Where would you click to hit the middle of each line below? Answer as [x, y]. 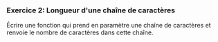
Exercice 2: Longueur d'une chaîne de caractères [91, 10]
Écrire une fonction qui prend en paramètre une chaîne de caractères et [109, 25]
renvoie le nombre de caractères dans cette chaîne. [80, 32]
